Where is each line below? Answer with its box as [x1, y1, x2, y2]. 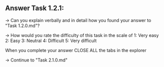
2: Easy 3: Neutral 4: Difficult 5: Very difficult [5, 37, 97, 43]
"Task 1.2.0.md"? [5, 22, 40, 28]
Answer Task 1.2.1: [5, 4, 64, 12]
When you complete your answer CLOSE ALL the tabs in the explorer [5, 47, 147, 53]
